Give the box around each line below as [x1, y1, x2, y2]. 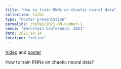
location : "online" [5, 36, 47, 41]
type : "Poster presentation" [5, 17, 67, 22]
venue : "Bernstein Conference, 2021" [5, 26, 85, 31]
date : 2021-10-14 [5, 31, 42, 36]
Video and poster [5, 49, 42, 55]
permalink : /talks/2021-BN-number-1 [5, 21, 83, 27]
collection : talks [5, 12, 44, 17]
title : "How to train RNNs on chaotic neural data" [5, 7, 116, 13]
